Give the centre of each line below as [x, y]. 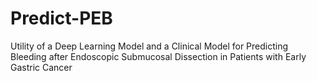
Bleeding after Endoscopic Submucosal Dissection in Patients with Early [158, 56]
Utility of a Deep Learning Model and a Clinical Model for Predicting [149, 46]
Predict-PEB [61, 18]
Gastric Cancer [41, 67]
